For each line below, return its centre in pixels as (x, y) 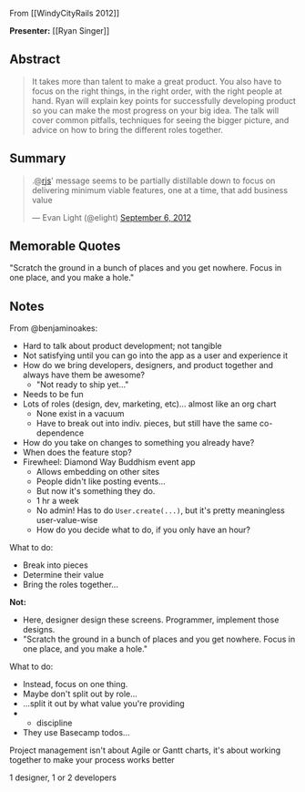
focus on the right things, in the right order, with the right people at (157, 91)
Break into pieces (55, 565)
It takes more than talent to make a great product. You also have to (157, 81)
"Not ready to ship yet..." (82, 385)
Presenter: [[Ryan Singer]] (60, 31)
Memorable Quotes (65, 247)
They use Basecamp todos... (76, 733)
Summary (38, 159)
